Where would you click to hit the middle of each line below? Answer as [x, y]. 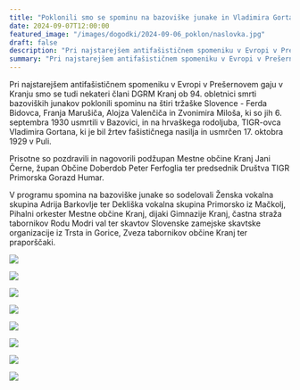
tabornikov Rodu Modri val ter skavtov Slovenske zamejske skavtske [135, 223]
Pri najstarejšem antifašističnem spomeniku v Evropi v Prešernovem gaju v [146, 84]
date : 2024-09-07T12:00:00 [59, 26]
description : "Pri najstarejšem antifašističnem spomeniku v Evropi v [143, 51]
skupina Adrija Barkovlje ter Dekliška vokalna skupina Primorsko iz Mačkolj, [148, 204]
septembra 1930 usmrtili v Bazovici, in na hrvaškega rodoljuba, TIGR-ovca [145, 122]
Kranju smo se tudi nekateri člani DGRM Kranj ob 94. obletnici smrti [133, 94]
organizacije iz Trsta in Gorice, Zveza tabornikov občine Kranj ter [129, 232]
